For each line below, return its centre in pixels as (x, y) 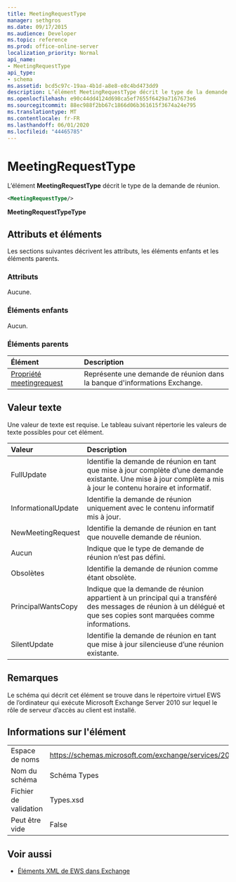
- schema (20, 79)
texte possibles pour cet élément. (55, 432)
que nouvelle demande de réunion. (144, 537)
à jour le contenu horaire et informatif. (149, 487)
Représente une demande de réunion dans (154, 373)
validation (27, 809)
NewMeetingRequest (46, 532)
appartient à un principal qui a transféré (152, 597)
